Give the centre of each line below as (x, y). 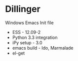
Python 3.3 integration (35, 37)
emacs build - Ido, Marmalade (43, 48)
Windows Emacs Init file (29, 23)
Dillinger (23, 9)
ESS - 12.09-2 (26, 32)
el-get (19, 53)
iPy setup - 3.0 (27, 42)
